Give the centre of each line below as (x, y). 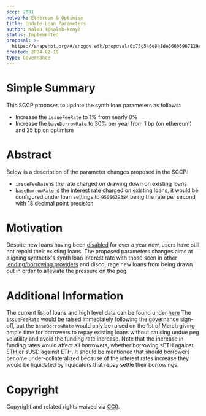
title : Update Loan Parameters (46, 23)
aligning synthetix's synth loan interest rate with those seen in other (92, 258)
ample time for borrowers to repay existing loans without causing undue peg (103, 333)
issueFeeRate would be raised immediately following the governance (93, 319)
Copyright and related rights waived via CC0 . (63, 407)
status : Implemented (33, 35)
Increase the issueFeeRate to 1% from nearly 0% (76, 117)
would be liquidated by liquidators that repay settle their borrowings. (93, 365)
